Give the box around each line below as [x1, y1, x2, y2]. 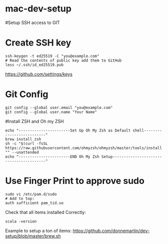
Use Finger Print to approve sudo [5, 175, 145, 186]
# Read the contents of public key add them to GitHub [5, 58, 122, 63]
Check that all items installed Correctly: [5, 209, 86, 215]
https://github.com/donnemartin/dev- [72, 227, 150, 233]
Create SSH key [5, 37, 71, 48]
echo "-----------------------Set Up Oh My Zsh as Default [5, 128, 131, 133]
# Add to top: [5, 196, 35, 201]
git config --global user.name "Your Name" [5, 109, 97, 114]
